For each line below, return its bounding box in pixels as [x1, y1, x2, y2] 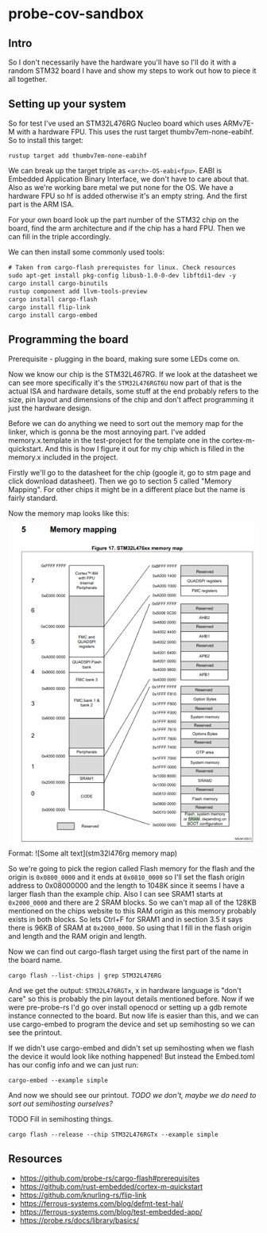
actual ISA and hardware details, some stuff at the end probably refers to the [8, 386, 259, 396]
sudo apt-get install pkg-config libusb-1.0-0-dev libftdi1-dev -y [8, 271, 237, 279]
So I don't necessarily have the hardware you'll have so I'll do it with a [8, 57, 237, 67]
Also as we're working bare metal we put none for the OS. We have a [8, 182, 234, 192]
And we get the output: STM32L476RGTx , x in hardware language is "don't [8, 985, 242, 995]
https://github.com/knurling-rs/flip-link [19, 1190, 147, 1200]
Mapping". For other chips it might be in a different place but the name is [8, 484, 246, 494]
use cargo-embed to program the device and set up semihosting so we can [8, 1019, 256, 1029]
